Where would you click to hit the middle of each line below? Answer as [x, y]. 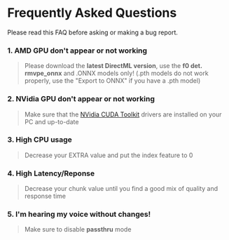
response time [45, 196]
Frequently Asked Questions [92, 13]
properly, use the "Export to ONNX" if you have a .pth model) [112, 81]
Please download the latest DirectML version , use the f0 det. [113, 66]
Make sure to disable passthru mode [78, 229]
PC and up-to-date [51, 121]
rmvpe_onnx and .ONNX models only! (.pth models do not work [116, 73]
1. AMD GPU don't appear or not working [77, 51]
